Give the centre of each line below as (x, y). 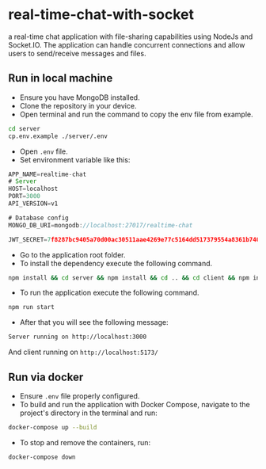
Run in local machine (61, 78)
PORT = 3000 (25, 196)
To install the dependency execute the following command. (116, 263)
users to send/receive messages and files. (77, 53)
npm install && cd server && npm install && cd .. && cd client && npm (129, 278)
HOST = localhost (33, 189)
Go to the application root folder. (72, 254)
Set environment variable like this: (75, 159)
